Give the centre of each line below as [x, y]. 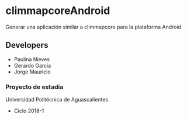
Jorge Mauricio [32, 72]
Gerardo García [32, 65]
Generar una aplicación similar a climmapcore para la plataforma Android [93, 27]
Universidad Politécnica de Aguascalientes [57, 100]
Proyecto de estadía [34, 87]
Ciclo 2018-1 [29, 111]
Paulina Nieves [32, 59]
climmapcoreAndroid [58, 11]
